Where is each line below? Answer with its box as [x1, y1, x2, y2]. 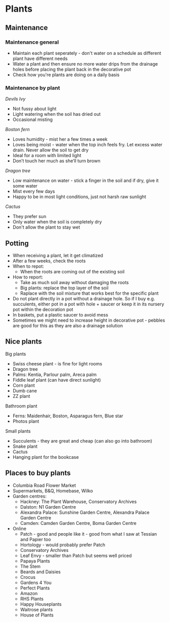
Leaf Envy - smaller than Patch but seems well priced [20, 552, 132, 558]
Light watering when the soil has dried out [12, 111, 101, 117]
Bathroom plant [5, 402, 38, 409]
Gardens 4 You [20, 579, 52, 585]
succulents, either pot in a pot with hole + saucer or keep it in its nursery [12, 301, 164, 307]
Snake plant [12, 443, 38, 449]
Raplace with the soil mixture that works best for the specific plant [20, 290, 159, 296]
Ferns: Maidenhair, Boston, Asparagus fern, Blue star [12, 413, 123, 419]
